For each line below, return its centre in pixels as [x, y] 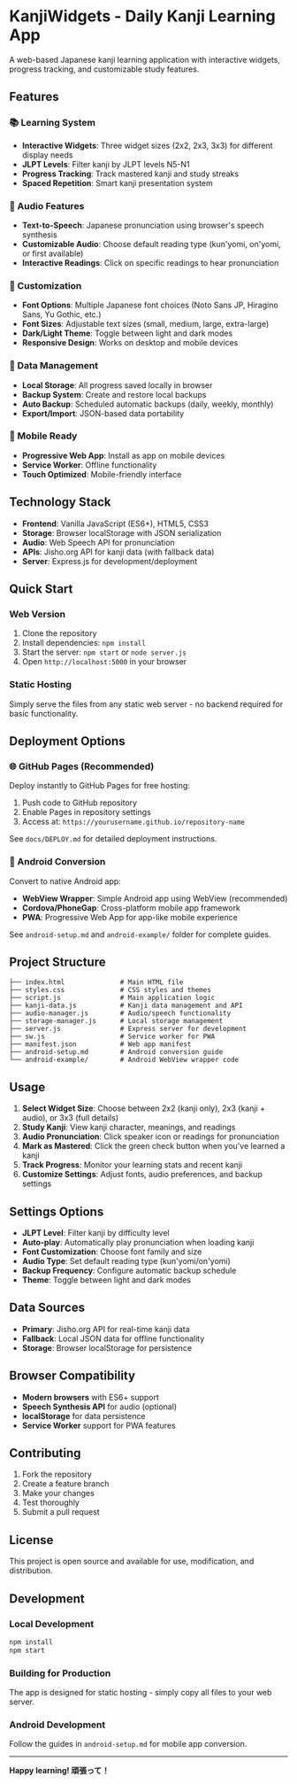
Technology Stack [60, 502]
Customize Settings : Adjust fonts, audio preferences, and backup [142, 1175]
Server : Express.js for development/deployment [109, 561]
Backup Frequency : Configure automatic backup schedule [129, 1271]
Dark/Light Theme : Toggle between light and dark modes [127, 333]
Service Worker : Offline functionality [89, 465]
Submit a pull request [61, 1512]
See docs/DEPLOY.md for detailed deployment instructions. [113, 839]
